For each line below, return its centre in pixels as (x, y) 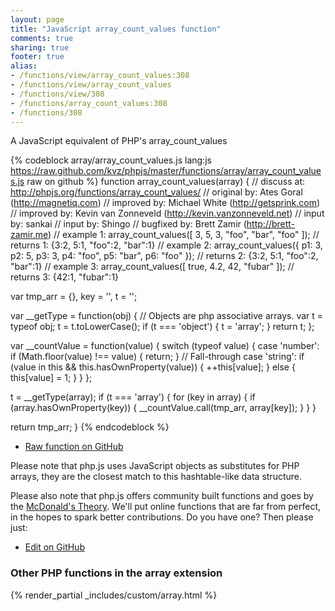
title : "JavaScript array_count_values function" (116, 29)
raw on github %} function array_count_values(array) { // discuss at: (166, 182)
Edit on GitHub (54, 547)
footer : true (37, 57)
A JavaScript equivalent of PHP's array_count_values (119, 141)
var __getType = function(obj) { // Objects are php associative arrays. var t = (167, 316)
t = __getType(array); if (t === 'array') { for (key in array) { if (133, 397)
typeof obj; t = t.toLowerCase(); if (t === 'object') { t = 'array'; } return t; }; (162, 327)
